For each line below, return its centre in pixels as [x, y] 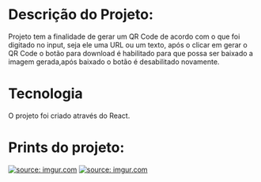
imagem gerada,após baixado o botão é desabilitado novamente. [114, 62]
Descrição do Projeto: [81, 15]
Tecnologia [45, 94]
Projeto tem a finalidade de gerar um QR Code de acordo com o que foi [124, 36]
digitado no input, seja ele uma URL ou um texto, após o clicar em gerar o [128, 44]
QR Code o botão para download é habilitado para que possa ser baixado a [130, 53]
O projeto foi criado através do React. [69, 116]
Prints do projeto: [66, 148]
